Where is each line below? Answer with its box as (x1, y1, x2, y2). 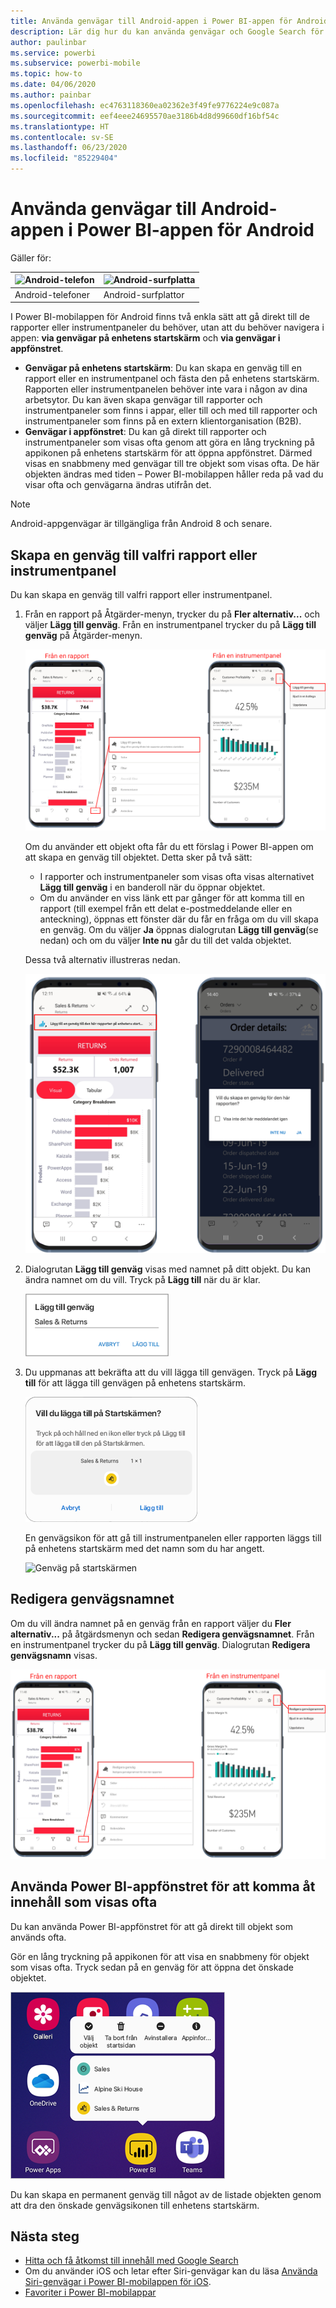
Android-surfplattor (103, 288, 185, 300)
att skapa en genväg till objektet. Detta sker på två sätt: (24, 851, 253, 864)
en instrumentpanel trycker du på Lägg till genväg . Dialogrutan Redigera (10, 1638, 311, 1650)
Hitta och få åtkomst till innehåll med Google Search (24, 2255, 239, 2267)
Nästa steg (10, 2228, 80, 2245)
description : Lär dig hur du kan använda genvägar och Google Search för (10, 26, 325, 37)
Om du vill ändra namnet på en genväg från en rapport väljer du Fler (10, 1617, 292, 1629)
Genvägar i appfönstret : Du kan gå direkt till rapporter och (24, 426, 267, 438)
